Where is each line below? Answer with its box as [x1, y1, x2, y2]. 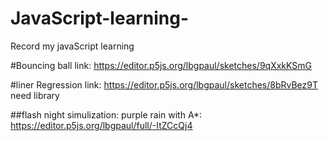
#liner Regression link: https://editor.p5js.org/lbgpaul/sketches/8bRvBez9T [10, 78, 319, 91]
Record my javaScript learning [10, 40, 135, 52]
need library [10, 89, 60, 101]
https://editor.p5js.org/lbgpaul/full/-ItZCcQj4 [10, 119, 193, 131]
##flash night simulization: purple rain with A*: [10, 108, 203, 121]
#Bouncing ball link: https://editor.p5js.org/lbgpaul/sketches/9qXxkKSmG [10, 59, 312, 71]
